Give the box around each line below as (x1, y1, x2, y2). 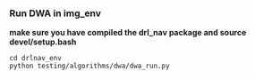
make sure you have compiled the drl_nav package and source (9, 28, 247, 38)
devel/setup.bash (9, 36, 77, 47)
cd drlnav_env (9, 54, 63, 63)
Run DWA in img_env (9, 7, 101, 20)
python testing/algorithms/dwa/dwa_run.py (9, 61, 170, 71)
